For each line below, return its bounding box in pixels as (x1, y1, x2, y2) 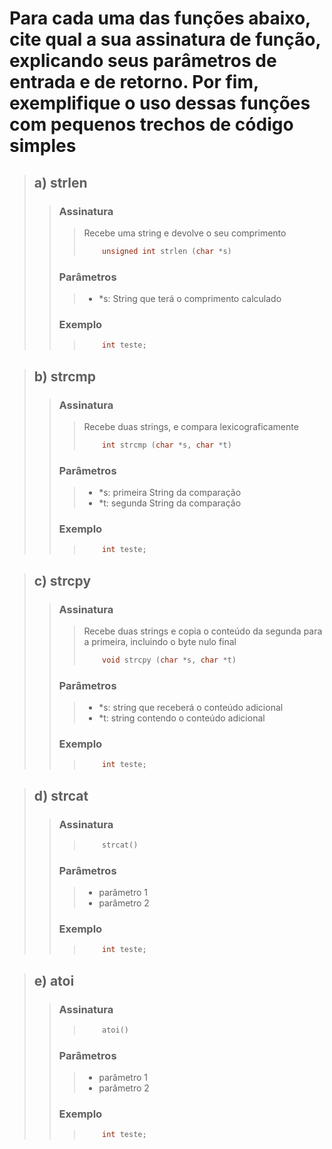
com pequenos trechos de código (9, 113, 294, 136)
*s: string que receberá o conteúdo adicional (98, 702, 284, 714)
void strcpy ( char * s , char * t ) (102, 655, 237, 665)
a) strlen (33, 174, 88, 191)
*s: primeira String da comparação (98, 487, 242, 499)
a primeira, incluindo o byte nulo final (83, 635, 237, 647)
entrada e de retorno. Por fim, (9, 71, 259, 94)
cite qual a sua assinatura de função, (9, 28, 321, 51)
